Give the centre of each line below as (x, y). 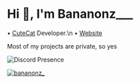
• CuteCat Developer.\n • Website (55, 33)
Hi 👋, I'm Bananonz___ (70, 14)
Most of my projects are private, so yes (62, 46)
